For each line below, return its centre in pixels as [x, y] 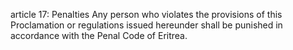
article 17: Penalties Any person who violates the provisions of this [146, 14]
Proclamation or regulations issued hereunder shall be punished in [146, 25]
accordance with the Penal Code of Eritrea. [99, 35]
